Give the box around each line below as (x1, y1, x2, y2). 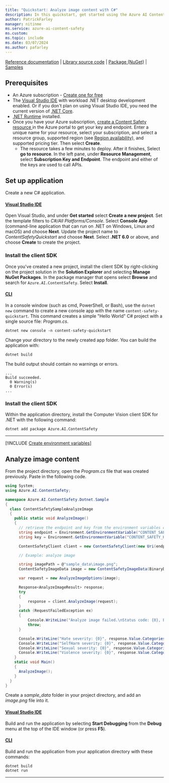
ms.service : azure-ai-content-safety (5, 26, 84, 31)
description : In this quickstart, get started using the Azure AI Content (5, 12, 165, 17)
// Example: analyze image (18, 553, 75, 558)
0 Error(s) (10, 384, 33, 389)
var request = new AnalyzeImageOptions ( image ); (18, 576, 121, 581)
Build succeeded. (5, 375, 42, 380)
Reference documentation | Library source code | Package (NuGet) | (5, 59, 147, 65)
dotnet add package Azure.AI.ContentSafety (5, 427, 98, 432)
